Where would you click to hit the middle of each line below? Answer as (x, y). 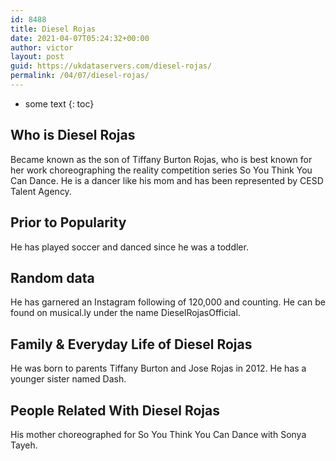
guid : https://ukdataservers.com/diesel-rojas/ (111, 66)
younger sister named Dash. (68, 379)
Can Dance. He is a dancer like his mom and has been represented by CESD (167, 180)
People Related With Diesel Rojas (115, 410)
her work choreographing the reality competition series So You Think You (161, 170)
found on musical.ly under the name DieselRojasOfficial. (125, 313)
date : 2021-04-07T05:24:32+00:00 (80, 38)
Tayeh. (24, 445)
